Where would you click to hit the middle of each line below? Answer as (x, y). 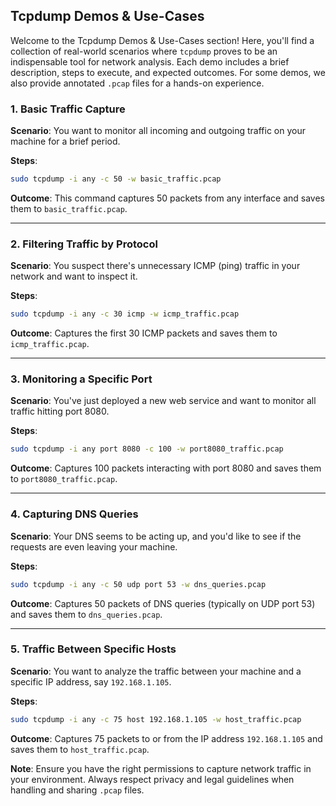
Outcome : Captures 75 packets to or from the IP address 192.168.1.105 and (166, 738)
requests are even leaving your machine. (94, 546)
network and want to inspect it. (74, 276)
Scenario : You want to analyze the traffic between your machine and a (156, 671)
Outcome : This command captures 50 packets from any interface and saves (167, 198)
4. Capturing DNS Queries (74, 514)
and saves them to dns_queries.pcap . (86, 614)
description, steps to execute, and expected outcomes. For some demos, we (168, 72)
